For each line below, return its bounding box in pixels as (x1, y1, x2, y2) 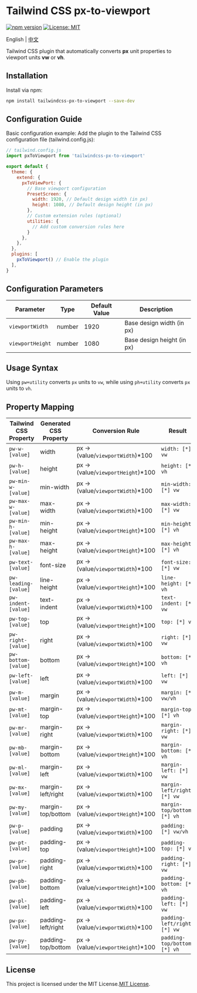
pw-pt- (9, 839, 28, 846)
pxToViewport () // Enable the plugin (16, 257, 109, 263)
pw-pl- (9, 898, 28, 905)
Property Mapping (6, 402, 74, 412)
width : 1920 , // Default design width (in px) (32, 196, 148, 203)
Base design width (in (124, 319, 185, 327)
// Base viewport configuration (27, 186, 107, 191)
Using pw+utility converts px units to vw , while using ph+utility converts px (6, 379, 191, 386)
